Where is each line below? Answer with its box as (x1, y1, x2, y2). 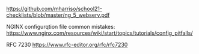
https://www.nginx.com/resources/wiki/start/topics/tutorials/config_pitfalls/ (6, 29, 194, 37)
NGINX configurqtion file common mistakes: (6, 23, 115, 30)
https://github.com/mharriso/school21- (6, 5, 102, 12)
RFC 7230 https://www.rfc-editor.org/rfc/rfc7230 (6, 41, 128, 48)
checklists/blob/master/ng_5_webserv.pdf (6, 11, 110, 19)
